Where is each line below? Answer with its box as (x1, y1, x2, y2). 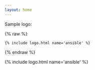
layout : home (5, 7, 32, 12)
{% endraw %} (5, 49, 36, 55)
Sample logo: (5, 21, 32, 27)
